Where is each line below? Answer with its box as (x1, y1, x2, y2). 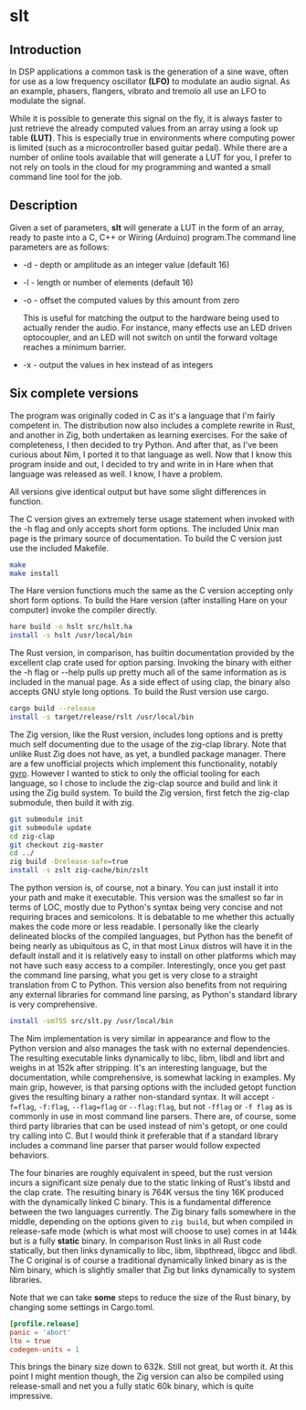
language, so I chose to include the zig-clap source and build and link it (9, 777, 279, 788)
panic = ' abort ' (9, 1328, 71, 1337)
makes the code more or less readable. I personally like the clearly (9, 921, 259, 932)
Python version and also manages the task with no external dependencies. (9, 1042, 290, 1053)
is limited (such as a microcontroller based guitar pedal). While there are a (9, 143, 288, 153)
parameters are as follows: (9, 241, 110, 252)
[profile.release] (9, 1319, 79, 1329)
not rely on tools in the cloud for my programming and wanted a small (9, 162, 271, 172)
